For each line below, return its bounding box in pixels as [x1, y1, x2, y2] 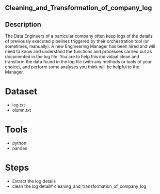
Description [5, 20, 41, 29]
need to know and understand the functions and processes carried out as [5, 48, 152, 55]
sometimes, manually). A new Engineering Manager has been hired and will [5, 44, 156, 49]
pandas [12, 145, 28, 151]
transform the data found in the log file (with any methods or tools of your [5, 59, 152, 65]
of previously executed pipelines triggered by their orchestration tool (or [5, 38, 149, 44]
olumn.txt [12, 107, 32, 113]
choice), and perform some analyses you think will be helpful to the [5, 64, 140, 70]
